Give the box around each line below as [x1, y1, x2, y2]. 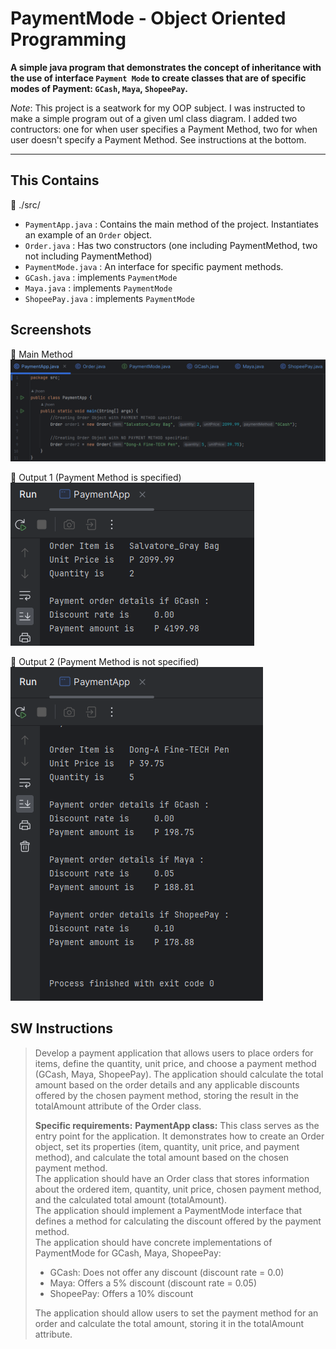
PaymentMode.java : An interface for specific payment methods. [24, 260, 284, 272]
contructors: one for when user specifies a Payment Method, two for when [10, 123, 318, 135]
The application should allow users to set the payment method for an [34, 1307, 319, 1319]
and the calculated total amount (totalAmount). [34, 1193, 228, 1206]
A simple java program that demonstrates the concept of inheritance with [10, 61, 322, 73]
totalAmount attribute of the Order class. [34, 1100, 202, 1112]
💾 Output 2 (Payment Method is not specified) [10, 655, 200, 667]
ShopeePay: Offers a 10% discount [49, 1287, 194, 1299]
